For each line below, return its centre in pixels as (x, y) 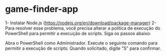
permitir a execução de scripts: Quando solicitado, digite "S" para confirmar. (83, 48)
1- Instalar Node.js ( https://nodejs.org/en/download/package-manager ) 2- (81, 23)
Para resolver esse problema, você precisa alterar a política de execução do (83, 28)
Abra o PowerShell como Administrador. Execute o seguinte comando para (81, 43)
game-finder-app (42, 9)
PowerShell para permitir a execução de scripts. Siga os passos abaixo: (78, 33)
